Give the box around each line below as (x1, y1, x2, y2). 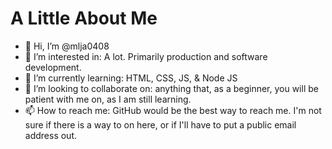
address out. (24, 129, 78, 141)
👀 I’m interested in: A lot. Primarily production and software (24, 50, 268, 62)
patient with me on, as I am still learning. (24, 93, 192, 105)
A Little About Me (10, 7, 158, 30)
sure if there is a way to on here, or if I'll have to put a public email (24, 118, 297, 131)
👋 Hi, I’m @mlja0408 (24, 40, 110, 52)
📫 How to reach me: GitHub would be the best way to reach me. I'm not (24, 104, 322, 116)
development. (24, 61, 82, 73)
